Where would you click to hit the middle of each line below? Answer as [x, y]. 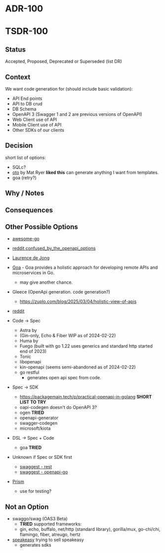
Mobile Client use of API [37, 125]
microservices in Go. [33, 273]
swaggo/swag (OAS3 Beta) [40, 519]
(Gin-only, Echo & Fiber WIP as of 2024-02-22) [68, 336]
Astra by [28, 330]
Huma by [29, 341]
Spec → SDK [25, 387]
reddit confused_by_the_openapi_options [54, 249]
